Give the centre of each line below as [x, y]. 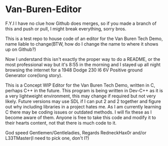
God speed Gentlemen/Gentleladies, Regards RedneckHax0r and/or [76, 132]
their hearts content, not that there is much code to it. [61, 123]
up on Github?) [21, 49]
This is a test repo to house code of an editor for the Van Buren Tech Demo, [84, 39]
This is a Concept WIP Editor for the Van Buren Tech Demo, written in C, [80, 85]
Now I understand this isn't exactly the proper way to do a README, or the [83, 59]
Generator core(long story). [34, 75]
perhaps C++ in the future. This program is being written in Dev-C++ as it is [84, 90]
